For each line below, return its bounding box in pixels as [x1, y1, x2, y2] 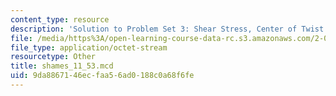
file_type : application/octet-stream [10, 42, 168, 53]
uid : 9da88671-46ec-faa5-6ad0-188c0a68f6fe [10, 71, 195, 81]
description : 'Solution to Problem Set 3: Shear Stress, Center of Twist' [10, 24, 329, 34]
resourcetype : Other [10, 52, 97, 62]
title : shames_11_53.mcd [10, 61, 114, 71]
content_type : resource [10, 14, 110, 25]
